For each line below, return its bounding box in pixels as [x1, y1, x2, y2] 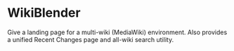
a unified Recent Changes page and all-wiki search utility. [7, 35, 174, 43]
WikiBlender [7, 5, 81, 21]
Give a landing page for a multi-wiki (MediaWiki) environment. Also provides [7, 28, 228, 36]
